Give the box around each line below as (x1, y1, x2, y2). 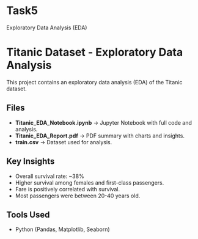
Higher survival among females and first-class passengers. (15, 178, 164, 186)
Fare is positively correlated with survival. (15, 185, 120, 193)
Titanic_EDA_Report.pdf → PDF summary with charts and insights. (15, 132, 185, 139)
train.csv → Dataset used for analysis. (15, 138, 112, 145)
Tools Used (6, 209, 50, 220)
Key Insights (6, 156, 55, 167)
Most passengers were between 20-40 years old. (15, 192, 141, 199)
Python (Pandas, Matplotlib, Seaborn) (15, 226, 110, 233)
